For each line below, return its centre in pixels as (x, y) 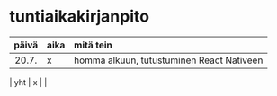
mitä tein (93, 45)
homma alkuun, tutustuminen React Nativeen (168, 60)
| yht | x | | (28, 82)
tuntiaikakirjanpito (80, 17)
